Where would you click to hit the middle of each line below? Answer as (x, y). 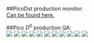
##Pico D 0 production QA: (39, 27)
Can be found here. (30, 15)
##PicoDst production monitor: (45, 9)
